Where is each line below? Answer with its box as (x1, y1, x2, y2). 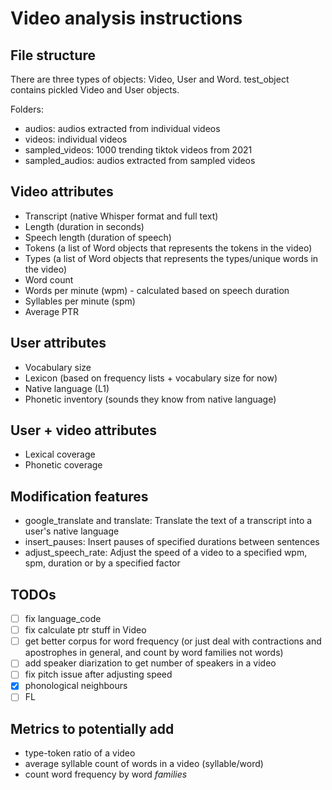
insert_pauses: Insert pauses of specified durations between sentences (24, 536, 320, 548)
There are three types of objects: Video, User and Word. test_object (10, 73, 290, 85)
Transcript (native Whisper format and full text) (24, 210, 219, 222)
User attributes (10, 335, 107, 352)
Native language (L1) (24, 382, 110, 394)
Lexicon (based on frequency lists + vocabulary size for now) (24, 372, 278, 384)
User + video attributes (10, 422, 158, 439)
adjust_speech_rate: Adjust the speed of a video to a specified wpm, (24, 547, 308, 559)
